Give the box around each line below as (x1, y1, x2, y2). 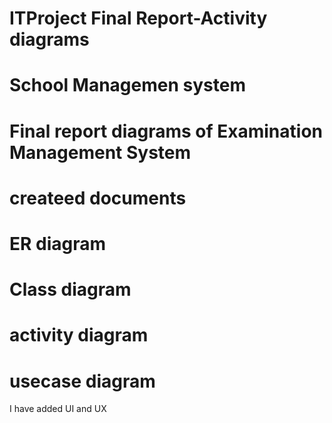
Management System (9, 141, 192, 164)
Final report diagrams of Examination (9, 120, 323, 142)
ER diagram (9, 232, 107, 255)
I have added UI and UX (9, 403, 107, 415)
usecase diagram (9, 370, 156, 392)
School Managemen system (9, 74, 246, 97)
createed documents (9, 187, 187, 209)
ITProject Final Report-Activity (9, 7, 268, 30)
